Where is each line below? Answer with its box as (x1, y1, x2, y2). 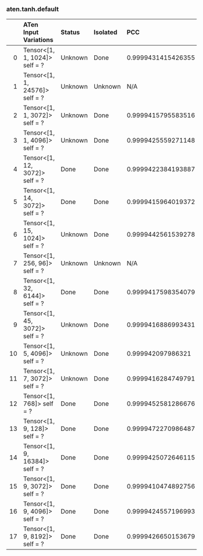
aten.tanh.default (6, 5, 59, 13)
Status (60, 28, 80, 36)
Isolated (93, 28, 118, 36)
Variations (23, 36, 54, 44)
